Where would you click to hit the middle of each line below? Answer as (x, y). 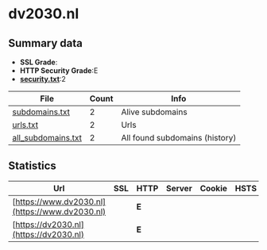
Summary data (46, 43)
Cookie (214, 188)
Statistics (33, 166)
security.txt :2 (43, 79)
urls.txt (25, 125)
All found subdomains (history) (179, 138)
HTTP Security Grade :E (59, 71)
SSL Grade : (39, 62)
